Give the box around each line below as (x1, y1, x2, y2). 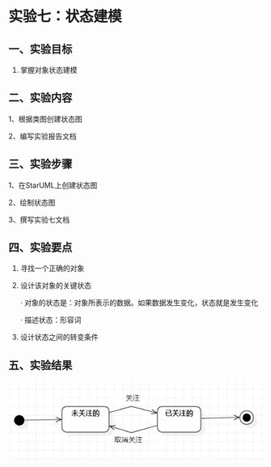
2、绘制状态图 (8, 197, 56, 207)
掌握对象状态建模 (19, 66, 78, 74)
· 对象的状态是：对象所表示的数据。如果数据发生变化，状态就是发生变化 (19, 298, 259, 308)
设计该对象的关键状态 (19, 281, 91, 291)
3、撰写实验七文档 (8, 214, 70, 224)
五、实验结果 (8, 358, 73, 372)
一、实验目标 (8, 42, 73, 56)
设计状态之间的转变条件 (19, 333, 99, 342)
